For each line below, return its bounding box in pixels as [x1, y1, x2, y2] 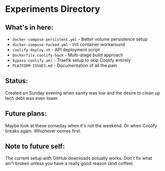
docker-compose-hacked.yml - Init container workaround [12, 42, 125, 47]
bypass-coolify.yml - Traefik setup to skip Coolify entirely [12, 57, 131, 63]
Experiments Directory [5, 3, 101, 15]
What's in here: [5, 23, 54, 32]
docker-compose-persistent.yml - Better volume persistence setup [12, 36, 148, 42]
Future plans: [5, 110, 47, 118]
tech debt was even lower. [5, 95, 59, 101]
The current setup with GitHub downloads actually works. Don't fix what [5, 155, 153, 161]
